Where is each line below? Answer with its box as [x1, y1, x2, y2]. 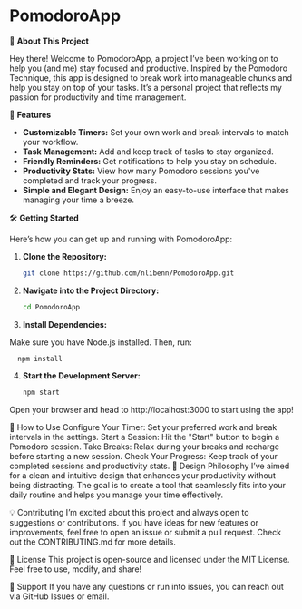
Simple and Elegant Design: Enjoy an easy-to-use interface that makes [22, 184, 290, 195]
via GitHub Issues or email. [9, 591, 110, 602]
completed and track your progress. [22, 174, 157, 186]
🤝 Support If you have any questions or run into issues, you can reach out [9, 581, 284, 592]
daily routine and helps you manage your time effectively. [9, 489, 224, 500]
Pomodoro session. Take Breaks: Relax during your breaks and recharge [9, 441, 279, 452]
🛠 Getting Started [9, 212, 79, 223]
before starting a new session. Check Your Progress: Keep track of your [9, 450, 278, 461]
